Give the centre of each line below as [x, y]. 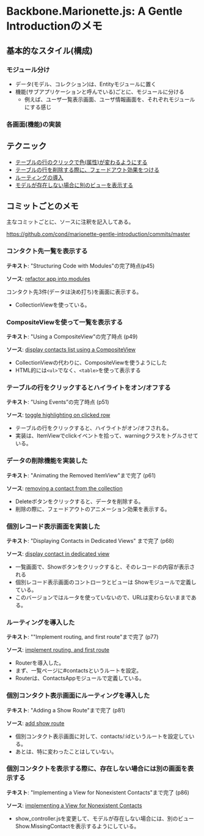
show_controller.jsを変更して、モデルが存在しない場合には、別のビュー [104, 818]
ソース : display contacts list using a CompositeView [71, 349]
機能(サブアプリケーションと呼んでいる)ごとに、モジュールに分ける [100, 91]
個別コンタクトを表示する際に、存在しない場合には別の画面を [97, 769]
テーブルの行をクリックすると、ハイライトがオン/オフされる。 [93, 428]
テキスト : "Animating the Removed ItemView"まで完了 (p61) [81, 475]
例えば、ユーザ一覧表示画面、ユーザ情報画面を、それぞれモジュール [110, 99]
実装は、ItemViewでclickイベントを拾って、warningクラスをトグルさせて [107, 436]
